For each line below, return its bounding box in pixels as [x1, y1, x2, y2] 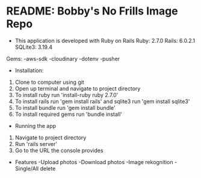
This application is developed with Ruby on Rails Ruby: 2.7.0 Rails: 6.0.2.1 [14, 37, 196, 44]
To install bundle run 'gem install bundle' [14, 104, 116, 111]
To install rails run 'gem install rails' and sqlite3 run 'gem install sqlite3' [14, 98, 190, 105]
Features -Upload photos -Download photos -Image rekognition [14, 158, 173, 165]
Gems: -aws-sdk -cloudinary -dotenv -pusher [6, 55, 120, 62]
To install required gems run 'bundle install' [14, 110, 122, 118]
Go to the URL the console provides [14, 147, 104, 154]
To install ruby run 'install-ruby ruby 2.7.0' [14, 91, 119, 98]
